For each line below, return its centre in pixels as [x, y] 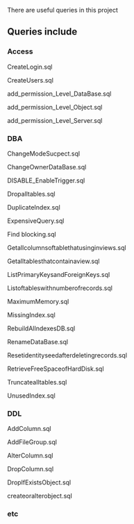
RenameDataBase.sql [37, 341]
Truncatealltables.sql [37, 382]
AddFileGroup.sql [32, 442]
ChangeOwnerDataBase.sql [47, 167]
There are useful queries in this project [62, 10]
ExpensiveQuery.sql [36, 221]
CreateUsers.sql [31, 80]
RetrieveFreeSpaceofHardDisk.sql [56, 369]
